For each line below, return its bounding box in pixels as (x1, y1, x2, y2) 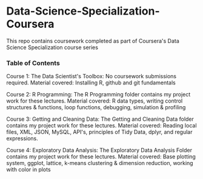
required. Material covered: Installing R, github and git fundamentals (6, 79, 176, 86)
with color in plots (6, 166, 51, 174)
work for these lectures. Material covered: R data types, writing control (6, 97, 183, 104)
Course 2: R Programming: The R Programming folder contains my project (6, 91, 191, 98)
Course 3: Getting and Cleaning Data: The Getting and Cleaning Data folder (6, 115, 194, 123)
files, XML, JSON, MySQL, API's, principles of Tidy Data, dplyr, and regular (6, 129, 193, 136)
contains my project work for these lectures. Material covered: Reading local (6, 122, 197, 129)
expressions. (6, 135, 38, 142)
